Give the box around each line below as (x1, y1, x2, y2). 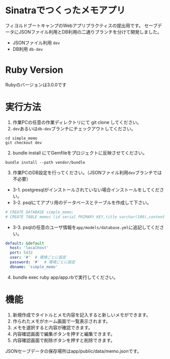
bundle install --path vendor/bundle (5, 160, 86, 165)
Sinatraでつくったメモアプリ (5, 5, 126, 16)
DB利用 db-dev (12, 46, 43, 52)
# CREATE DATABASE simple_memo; (5, 209, 74, 214)
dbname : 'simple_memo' (10, 264, 58, 269)
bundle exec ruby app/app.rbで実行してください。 (12, 274, 119, 280)
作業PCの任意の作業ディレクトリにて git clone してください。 (12, 119, 141, 125)
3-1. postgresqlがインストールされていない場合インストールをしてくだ (12, 186, 160, 192)
